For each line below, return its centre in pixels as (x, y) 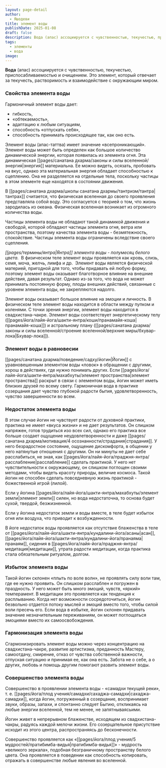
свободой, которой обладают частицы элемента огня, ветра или (74, 227)
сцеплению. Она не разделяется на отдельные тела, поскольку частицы (82, 176)
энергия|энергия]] (25, 165)
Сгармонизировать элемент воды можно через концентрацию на (75, 643)
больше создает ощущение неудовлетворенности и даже (66, 436)
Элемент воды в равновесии (42, 349)
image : (12, 56)
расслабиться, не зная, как (34, 457)
